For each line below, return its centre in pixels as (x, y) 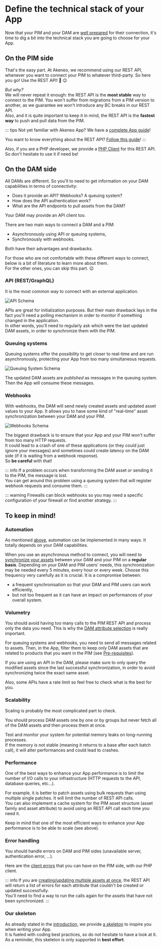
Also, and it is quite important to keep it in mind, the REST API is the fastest (80, 115)
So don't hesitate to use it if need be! (42, 154)
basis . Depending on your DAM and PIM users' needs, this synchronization (80, 565)
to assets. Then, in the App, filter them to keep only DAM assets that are (77, 648)
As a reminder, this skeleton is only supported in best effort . (65, 939)
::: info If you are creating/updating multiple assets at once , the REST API (77, 880)
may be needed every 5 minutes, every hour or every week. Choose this (77, 570)
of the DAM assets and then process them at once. (56, 725)
